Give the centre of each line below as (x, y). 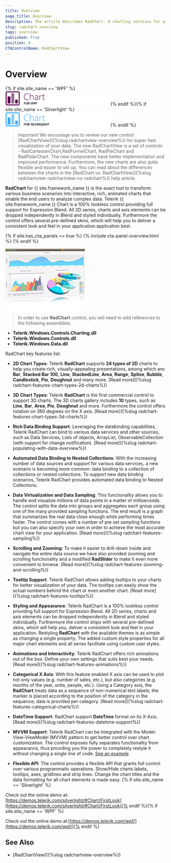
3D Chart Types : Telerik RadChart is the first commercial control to (83, 395)
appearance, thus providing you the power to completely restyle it (82, 748)
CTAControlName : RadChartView (37, 48)
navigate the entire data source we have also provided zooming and (84, 553)
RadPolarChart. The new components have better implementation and (91, 156)
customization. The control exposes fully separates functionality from (85, 743)
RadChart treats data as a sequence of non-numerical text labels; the (85, 690)
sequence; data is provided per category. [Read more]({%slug (78, 701)
